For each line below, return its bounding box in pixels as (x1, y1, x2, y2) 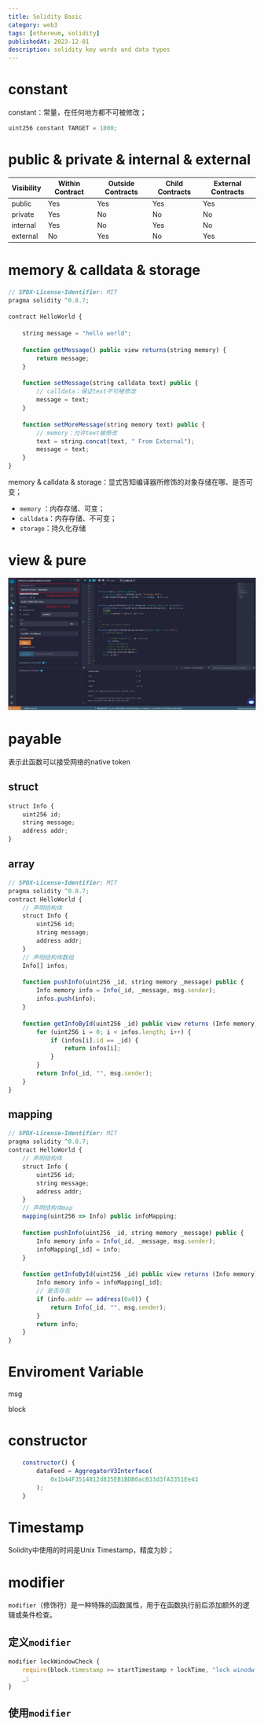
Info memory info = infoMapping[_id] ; (36, 1279, 163, 1287)
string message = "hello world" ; (22, 330, 132, 338)
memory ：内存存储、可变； (19, 504, 105, 514)
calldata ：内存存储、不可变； (19, 514, 118, 523)
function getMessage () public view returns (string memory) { (22, 346, 226, 354)
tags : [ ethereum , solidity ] (8, 29, 101, 37)
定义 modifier (8, 1635, 71, 1649)
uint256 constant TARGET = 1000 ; (8, 124, 118, 133)
